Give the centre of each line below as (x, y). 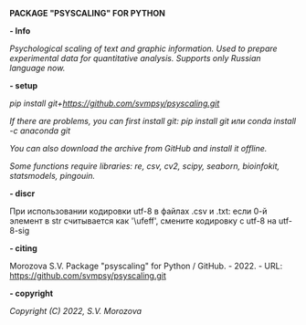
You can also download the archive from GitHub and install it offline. (138, 148)
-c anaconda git (40, 131)
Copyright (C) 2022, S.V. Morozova (76, 311)
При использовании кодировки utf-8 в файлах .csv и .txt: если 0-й (138, 211)
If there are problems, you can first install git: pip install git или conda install (153, 121)
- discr (22, 194)
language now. (37, 68)
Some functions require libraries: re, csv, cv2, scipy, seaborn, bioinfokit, (145, 166)
